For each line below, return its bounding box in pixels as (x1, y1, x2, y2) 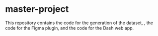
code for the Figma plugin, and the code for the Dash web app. (5, 25, 134, 31)
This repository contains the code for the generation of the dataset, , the (5, 20, 154, 26)
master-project (5, 3, 69, 15)
